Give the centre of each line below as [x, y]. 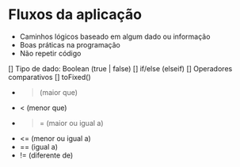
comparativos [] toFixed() [50, 77]
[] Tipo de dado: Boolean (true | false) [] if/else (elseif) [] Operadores [120, 68]
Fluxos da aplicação [75, 15]
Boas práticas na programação [70, 44]
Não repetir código [50, 53]
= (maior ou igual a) [72, 123]
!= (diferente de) [46, 155]
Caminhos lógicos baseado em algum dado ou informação [115, 36]
